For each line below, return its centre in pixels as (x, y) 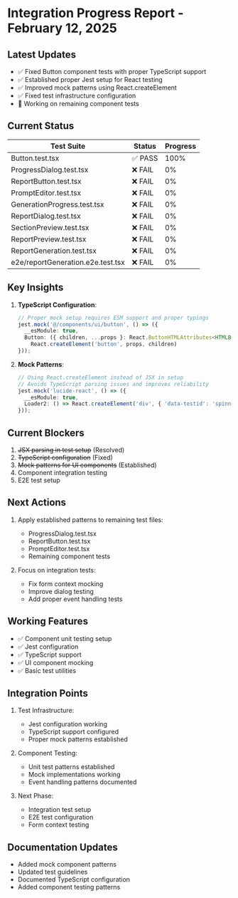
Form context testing (59, 825)
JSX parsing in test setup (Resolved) (71, 449)
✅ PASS (145, 158)
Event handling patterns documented (82, 782)
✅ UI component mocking (55, 662)
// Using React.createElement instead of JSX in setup (101, 377)
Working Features (48, 621)
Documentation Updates (63, 847)
